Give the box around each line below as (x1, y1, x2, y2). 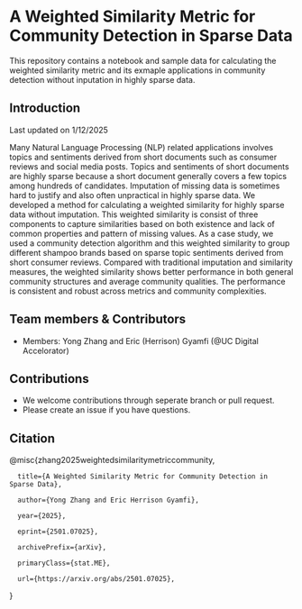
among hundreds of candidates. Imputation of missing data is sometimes (9, 180, 280, 191)
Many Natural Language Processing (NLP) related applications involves (9, 141, 273, 152)
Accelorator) (22, 345, 69, 356)
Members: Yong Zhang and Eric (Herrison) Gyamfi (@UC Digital (22, 335, 259, 346)
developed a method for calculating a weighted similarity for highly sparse (9, 199, 285, 210)
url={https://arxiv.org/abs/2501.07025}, (17, 575, 176, 584)
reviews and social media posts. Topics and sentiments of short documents (9, 160, 290, 172)
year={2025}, (17, 512, 67, 521)
